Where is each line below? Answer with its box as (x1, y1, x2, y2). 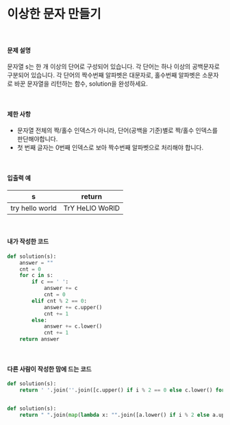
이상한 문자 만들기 (7, 6, 101, 22)
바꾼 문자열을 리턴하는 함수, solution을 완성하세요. (14, 80, 149, 88)
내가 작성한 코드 (7, 237, 49, 245)
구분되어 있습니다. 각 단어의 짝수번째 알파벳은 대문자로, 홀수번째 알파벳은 (7, 71, 201, 80)
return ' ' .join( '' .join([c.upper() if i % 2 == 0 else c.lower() (19, 387, 213, 394)
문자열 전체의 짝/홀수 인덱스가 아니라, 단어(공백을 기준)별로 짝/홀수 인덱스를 (16, 126, 218, 134)
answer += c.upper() (43, 304, 103, 311)
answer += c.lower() (43, 323, 103, 330)
